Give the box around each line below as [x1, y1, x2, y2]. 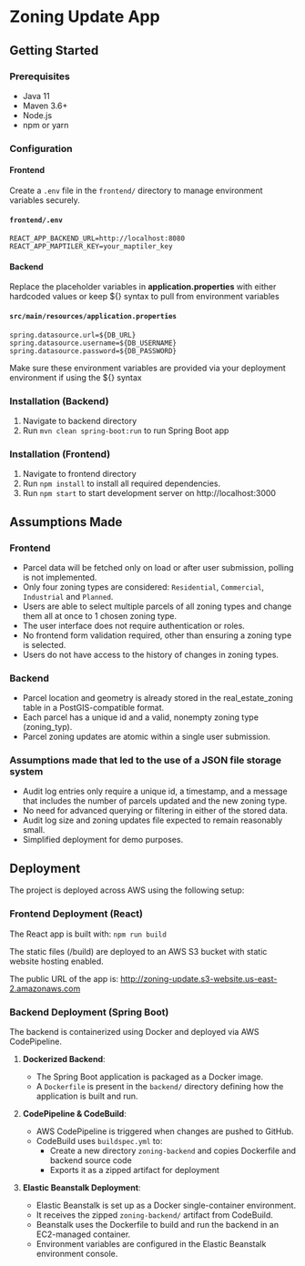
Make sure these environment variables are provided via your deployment [9, 362, 287, 373]
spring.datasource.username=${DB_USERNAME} [9, 339, 178, 348]
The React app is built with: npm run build [9, 928, 167, 939]
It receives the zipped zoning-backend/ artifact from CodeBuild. [36, 1209, 273, 1220]
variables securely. [9, 195, 80, 206]
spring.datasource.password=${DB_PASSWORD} [9, 346, 178, 356]
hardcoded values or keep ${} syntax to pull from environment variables [9, 291, 280, 302]
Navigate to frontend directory [22, 469, 137, 480]
